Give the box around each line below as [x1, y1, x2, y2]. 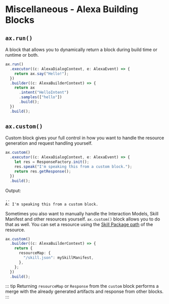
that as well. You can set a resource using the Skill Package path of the [5, 221, 153, 227]
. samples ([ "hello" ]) [18, 95, 62, 100]
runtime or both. [5, 52, 39, 58]
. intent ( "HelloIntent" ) [18, 90, 69, 95]
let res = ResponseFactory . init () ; [14, 159, 90, 165]
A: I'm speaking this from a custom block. [5, 201, 99, 207]
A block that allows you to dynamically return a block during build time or [5, 47, 158, 53]
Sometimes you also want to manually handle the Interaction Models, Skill [5, 210, 158, 216]
